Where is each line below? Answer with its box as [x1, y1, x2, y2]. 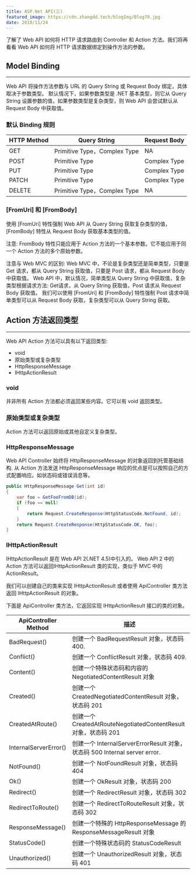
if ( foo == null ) [16, 500, 59, 506]
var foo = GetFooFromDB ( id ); [16, 495, 87, 501]
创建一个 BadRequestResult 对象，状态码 [72, 634, 184, 642]
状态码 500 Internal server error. [72, 748, 161, 756]
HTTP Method [9, 136, 49, 144]
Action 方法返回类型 [6, 315, 79, 325]
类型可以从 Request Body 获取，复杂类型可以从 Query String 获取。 [10, 297, 173, 304]
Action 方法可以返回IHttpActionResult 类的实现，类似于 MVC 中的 [6, 562, 163, 569]
